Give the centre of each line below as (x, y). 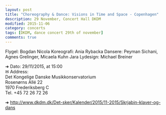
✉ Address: (17, 71)
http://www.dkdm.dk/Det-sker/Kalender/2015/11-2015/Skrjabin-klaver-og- (85, 102)
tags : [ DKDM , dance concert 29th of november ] (54, 33)
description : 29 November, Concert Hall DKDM (53, 19)
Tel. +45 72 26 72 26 (27, 93)
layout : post (19, 10)
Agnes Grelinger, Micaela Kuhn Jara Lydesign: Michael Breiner (69, 57)
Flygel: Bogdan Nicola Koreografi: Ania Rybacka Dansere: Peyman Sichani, (82, 51)
